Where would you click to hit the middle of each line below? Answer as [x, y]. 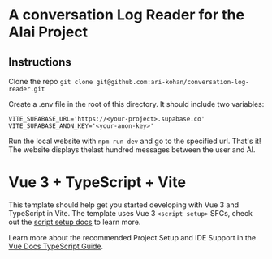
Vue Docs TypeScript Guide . [56, 246]
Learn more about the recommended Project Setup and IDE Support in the [132, 237]
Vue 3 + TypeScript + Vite [97, 183]
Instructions [40, 62]
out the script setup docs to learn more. [75, 222]
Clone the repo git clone [51, 81]
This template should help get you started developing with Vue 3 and [124, 205]
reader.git [27, 89]
